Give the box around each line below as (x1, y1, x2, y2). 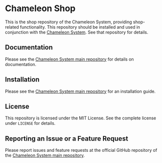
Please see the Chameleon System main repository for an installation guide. (5, 88, 156, 94)
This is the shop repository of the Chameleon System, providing (5, 19, 132, 25)
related (5, 24, 19, 30)
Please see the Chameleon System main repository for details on (5, 56, 134, 62)
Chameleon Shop (5, 3, 76, 14)
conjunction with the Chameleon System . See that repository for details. (5, 29, 148, 35)
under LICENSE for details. (5, 120, 56, 126)
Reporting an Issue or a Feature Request (5, 134, 128, 143)
